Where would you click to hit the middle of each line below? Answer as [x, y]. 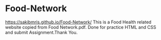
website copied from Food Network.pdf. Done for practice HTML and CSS [81, 27]
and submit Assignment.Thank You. [41, 32]
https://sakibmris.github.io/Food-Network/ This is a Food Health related [78, 22]
